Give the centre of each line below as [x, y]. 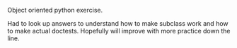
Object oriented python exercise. [55, 10]
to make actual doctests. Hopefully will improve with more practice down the [119, 31]
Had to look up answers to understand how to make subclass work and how [118, 23]
